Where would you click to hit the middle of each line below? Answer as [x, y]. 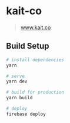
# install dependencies [35, 60]
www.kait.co [36, 27]
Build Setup [28, 46]
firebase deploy [26, 114]
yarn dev [17, 81]
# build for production [35, 92]
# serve [16, 76]
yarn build [19, 98]
